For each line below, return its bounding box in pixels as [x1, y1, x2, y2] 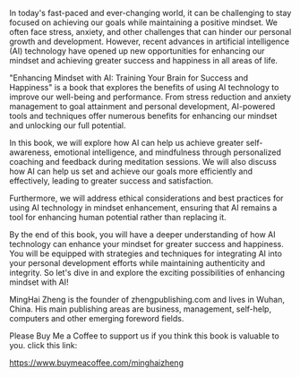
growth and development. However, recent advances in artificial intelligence [9, 36, 290, 47]
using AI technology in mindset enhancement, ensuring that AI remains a [9, 202, 278, 213]
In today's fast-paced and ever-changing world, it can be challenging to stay [9, 8, 292, 18]
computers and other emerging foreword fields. [9, 313, 184, 323]
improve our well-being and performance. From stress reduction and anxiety [9, 91, 292, 102]
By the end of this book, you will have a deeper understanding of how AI [9, 229, 276, 240]
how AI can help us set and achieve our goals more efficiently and [9, 166, 253, 176]
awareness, [9, 147, 52, 158]
